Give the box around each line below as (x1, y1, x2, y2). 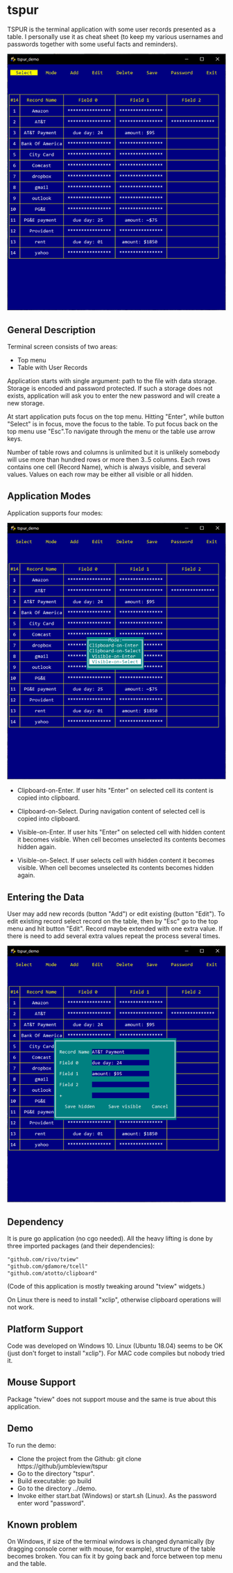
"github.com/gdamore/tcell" (7, 1263, 89, 1270)
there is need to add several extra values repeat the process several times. (7, 932, 221, 940)
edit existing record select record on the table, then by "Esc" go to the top (7, 917, 218, 926)
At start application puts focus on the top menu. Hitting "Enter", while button (7, 412, 225, 421)
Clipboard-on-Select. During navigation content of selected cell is (17, 807, 206, 816)
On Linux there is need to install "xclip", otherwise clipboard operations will (7, 1296, 221, 1304)
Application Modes (7, 490, 92, 502)
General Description (7, 324, 96, 336)
